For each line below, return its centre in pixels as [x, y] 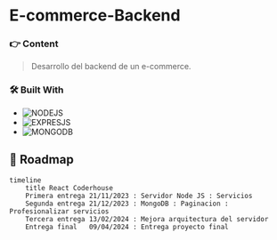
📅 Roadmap [41, 160]
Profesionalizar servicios [59, 211]
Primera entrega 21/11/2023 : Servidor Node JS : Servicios [139, 196]
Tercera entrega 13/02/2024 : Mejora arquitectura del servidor [147, 219]
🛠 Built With [37, 90]
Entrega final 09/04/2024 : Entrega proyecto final [127, 227]
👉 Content [34, 44]
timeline [25, 180]
